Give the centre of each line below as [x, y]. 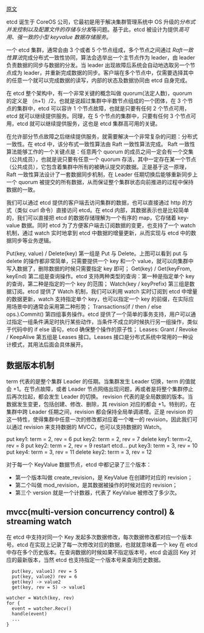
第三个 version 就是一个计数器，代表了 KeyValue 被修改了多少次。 [97, 492]
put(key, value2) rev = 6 [45, 577]
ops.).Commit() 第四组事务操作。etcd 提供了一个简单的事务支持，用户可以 [99, 314]
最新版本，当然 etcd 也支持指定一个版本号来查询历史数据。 [90, 559]
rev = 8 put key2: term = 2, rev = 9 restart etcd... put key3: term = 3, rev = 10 [102, 445]
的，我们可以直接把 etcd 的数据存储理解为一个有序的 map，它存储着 [91, 218]
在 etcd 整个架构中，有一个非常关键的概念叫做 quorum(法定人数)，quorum [99, 93]
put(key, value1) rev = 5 [45, 571]
